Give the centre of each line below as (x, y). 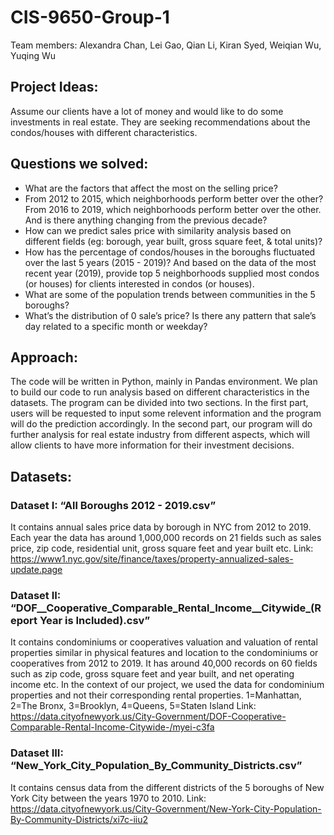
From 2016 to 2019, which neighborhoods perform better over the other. (173, 209)
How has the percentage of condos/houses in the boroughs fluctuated (170, 252)
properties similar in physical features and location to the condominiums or (164, 653)
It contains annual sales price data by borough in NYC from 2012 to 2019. (161, 527)
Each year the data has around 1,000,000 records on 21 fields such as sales (166, 538)
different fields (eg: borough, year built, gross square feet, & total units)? (173, 241)
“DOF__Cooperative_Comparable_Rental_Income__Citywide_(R (166, 608)
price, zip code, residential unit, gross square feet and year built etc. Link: (162, 548)
